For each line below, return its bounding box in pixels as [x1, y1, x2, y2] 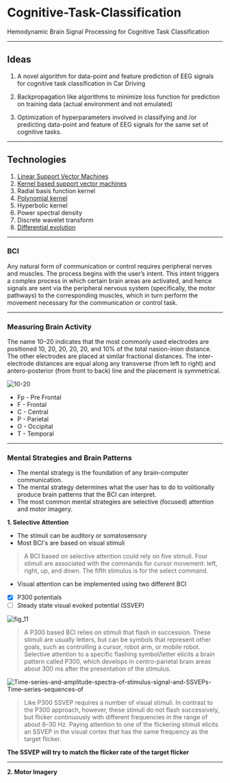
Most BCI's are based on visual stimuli [16, 539, 125, 547]
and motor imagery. [16, 505, 73, 513]
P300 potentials [16, 593, 62, 601]
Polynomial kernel [16, 194, 68, 202]
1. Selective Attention [7, 519, 69, 527]
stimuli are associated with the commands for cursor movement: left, [23, 560, 218, 568]
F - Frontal [16, 401, 47, 409]
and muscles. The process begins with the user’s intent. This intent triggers [7, 269, 220, 277]
